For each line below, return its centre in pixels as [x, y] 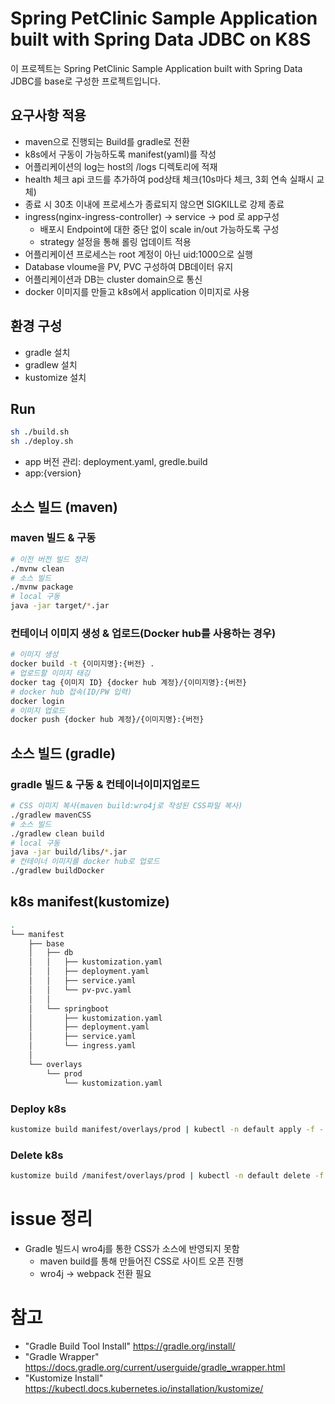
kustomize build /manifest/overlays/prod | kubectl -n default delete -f [167, 1176]
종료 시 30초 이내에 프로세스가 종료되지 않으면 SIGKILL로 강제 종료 [154, 204]
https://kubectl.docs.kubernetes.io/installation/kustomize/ [144, 1388]
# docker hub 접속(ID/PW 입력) [71, 692]
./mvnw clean [37, 568]
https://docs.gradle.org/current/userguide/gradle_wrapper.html [155, 1367]
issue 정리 [51, 1219]
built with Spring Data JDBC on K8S [161, 39]
